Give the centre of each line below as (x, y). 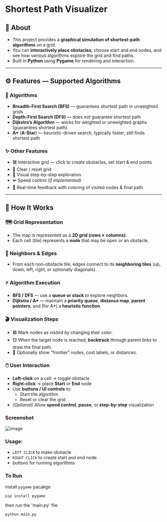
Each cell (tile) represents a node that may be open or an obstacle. (81, 240)
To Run (14, 476)
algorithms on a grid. (34, 45)
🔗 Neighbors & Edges (31, 253)
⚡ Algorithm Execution (33, 282)
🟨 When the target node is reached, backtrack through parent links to (84, 340)
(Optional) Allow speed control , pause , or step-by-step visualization (83, 405)
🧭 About (18, 28)
